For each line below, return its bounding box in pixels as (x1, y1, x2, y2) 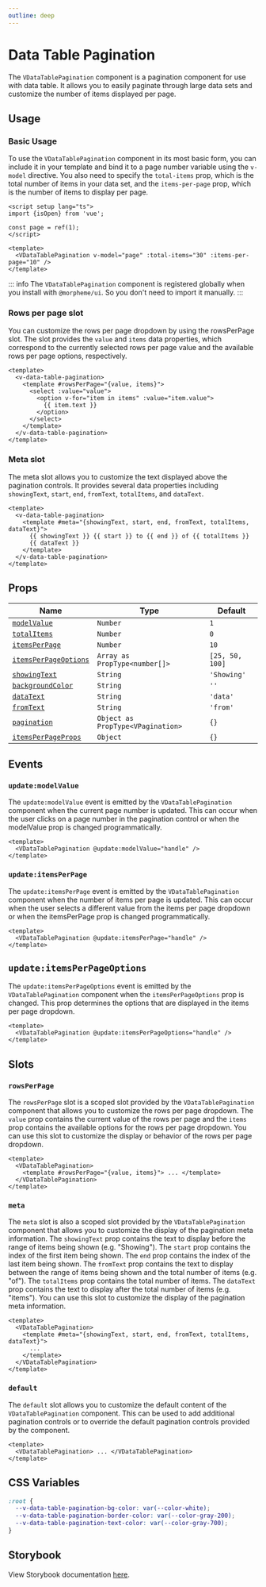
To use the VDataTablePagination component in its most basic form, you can (8, 154, 256, 164)
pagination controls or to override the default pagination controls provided (8, 1416, 250, 1426)
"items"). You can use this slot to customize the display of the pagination (8, 1293, 245, 1303)
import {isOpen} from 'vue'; (8, 210, 104, 218)
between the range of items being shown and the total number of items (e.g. (8, 1268, 257, 1277)
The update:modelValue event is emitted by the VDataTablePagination (8, 797, 232, 807)
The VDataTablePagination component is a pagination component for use (8, 72, 247, 82)
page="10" (8, 259, 41, 267)
